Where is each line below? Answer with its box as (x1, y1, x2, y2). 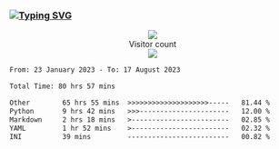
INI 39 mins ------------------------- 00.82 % (9, 132, 271, 141)
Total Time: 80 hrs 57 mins (9, 82, 116, 91)
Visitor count (128, 39, 177, 50)
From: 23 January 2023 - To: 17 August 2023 (9, 65, 181, 74)
